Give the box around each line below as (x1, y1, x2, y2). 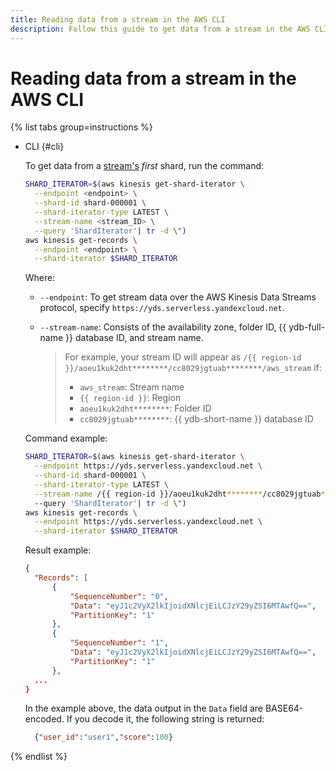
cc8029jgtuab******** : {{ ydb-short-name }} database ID (79, 413, 314, 425)
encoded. (24, 713, 65, 725)
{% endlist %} (10, 751, 68, 763)
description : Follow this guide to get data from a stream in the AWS (10, 24, 311, 34)
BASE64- (264, 702, 304, 715)
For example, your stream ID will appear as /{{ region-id (64, 351, 302, 363)
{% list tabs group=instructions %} (10, 121, 153, 133)
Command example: (24, 432, 108, 445)
